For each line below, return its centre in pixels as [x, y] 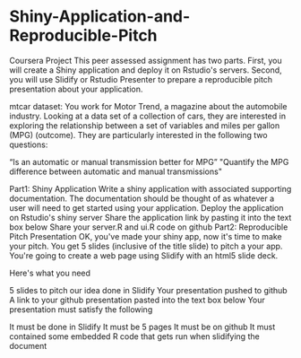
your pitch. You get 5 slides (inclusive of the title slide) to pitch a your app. [146, 246]
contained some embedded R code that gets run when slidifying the [134, 336]
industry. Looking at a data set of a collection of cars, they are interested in [148, 116]
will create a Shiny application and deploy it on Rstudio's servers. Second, [146, 70]
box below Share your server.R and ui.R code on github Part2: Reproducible [149, 227]
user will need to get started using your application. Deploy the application [146, 207]
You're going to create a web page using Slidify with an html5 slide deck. [144, 255]
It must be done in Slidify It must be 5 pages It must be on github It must [142, 327]
